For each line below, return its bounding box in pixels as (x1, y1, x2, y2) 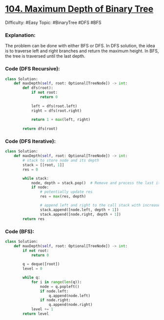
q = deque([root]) (22, 262, 60, 267)
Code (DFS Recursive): (5, 65, 60, 72)
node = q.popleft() (40, 284, 80, 289)
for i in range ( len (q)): (31, 280, 82, 284)
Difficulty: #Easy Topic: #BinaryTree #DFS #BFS (5, 20, 102, 25)
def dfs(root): (22, 85, 54, 91)
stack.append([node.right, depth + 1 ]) (40, 212, 121, 217)
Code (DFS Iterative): (5, 138, 56, 144)
